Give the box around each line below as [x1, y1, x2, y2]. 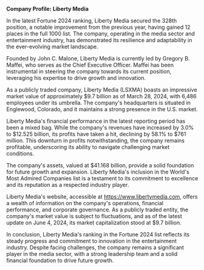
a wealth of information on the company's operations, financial [6, 200, 164, 206]
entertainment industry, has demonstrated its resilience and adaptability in [6, 37, 192, 43]
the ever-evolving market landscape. [6, 43, 99, 50]
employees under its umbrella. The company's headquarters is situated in [6, 99, 191, 106]
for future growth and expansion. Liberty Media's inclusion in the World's [6, 168, 190, 175]
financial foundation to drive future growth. [6, 257, 114, 264]
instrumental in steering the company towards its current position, [6, 68, 172, 75]
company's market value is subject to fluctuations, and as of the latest [6, 213, 183, 219]
